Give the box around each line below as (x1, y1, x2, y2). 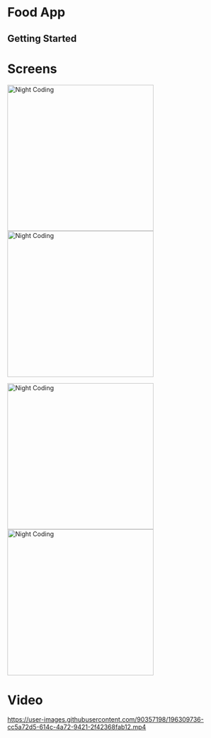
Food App (7, 4, 66, 21)
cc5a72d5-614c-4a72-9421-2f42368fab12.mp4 (7, 723, 147, 732)
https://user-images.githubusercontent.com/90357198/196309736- (7, 715, 204, 724)
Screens (7, 61, 57, 76)
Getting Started (7, 33, 77, 45)
